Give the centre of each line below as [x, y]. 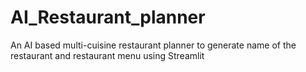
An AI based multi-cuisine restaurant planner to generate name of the [153, 45]
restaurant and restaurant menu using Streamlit [107, 55]
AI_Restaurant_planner [108, 17]
